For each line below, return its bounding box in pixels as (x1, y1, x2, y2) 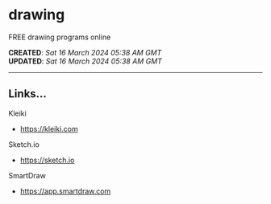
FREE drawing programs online (8, 32, 111, 42)
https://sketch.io (19, 155, 75, 165)
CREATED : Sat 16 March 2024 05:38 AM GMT (8, 47, 162, 57)
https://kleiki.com (19, 124, 78, 133)
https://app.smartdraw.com (19, 186, 111, 196)
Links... (8, 87, 47, 101)
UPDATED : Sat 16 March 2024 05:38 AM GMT (8, 56, 163, 66)
